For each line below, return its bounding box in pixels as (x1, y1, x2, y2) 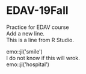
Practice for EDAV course (6, 23, 69, 31)
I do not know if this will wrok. (6, 54, 80, 61)
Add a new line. (6, 29, 45, 37)
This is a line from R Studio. (6, 36, 74, 43)
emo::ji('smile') (6, 48, 43, 55)
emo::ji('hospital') (6, 61, 50, 68)
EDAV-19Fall (6, 4, 69, 17)
